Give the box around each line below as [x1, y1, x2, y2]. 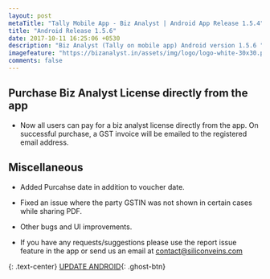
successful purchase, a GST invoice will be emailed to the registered [19, 129, 247, 138]
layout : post [8, 11, 52, 20]
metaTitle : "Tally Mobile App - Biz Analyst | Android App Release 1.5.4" [8, 19, 264, 27]
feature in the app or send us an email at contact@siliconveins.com [19, 246, 243, 256]
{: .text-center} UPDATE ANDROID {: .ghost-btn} [8, 261, 166, 271]
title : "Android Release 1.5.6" [8, 27, 117, 35]
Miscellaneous [8, 161, 84, 174]
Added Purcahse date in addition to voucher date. [19, 182, 185, 191]
